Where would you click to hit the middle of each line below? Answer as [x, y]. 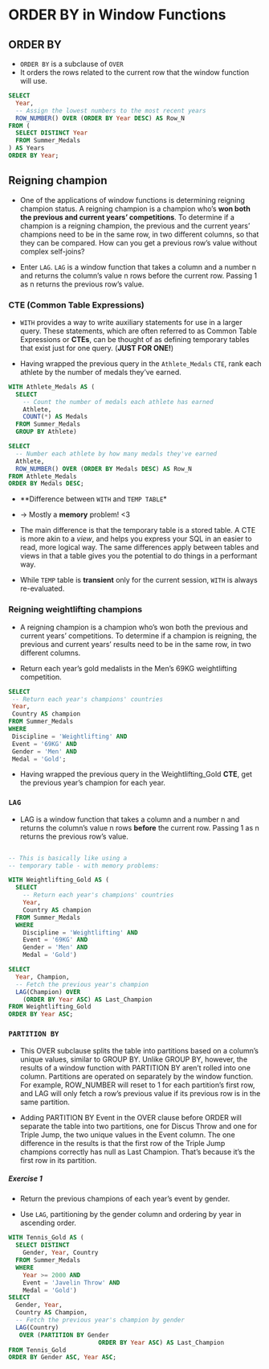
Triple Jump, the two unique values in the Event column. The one [127, 1134]
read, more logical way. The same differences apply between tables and [139, 547]
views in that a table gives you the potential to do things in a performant [139, 556]
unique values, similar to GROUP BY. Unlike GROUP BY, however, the [134, 1059]
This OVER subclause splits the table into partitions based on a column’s [139, 1050]
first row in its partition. [58, 1160]
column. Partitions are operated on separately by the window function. [137, 1076]
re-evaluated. [42, 588]
